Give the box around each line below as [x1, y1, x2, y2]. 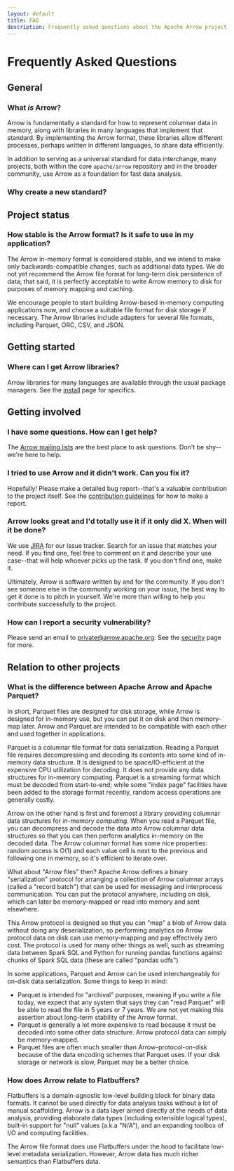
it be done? [7, 525, 46, 535]
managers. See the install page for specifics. [7, 385, 137, 394]
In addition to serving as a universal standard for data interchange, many [7, 155, 217, 163]
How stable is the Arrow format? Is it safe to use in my [7, 230, 194, 240]
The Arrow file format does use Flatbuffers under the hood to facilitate [7, 1142, 210, 1151]
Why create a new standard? [7, 187, 107, 197]
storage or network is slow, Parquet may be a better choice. [17, 1058, 191, 1066]
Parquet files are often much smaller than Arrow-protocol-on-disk [17, 1042, 208, 1051]
